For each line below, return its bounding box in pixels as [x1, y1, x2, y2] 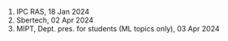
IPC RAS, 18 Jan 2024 [15, 7, 90, 16]
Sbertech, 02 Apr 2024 [15, 15, 94, 25]
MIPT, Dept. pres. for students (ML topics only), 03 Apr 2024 [15, 24, 220, 33]
